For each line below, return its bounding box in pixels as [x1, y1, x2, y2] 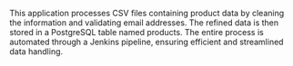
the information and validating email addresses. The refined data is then [9, 17, 279, 28]
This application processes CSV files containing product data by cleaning [9, 8, 285, 18]
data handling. [9, 46, 64, 57]
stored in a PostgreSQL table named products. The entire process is [9, 27, 264, 37]
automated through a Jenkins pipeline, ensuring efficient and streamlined [9, 36, 284, 47]
